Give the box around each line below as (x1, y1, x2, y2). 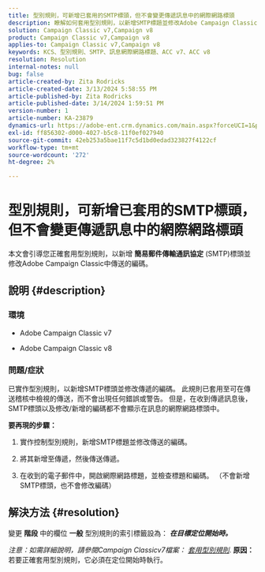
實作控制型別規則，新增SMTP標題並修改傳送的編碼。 (19, 437, 192, 447)
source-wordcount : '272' (8, 151, 90, 159)
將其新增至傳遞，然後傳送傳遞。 (19, 454, 124, 464)
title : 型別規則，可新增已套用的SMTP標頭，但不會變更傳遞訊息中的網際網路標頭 (8, 11, 235, 20)
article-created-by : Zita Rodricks (8, 77, 125, 85)
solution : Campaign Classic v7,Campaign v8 (8, 26, 154, 34)
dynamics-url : (8, 122, 55, 129)
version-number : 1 (8, 107, 69, 115)
